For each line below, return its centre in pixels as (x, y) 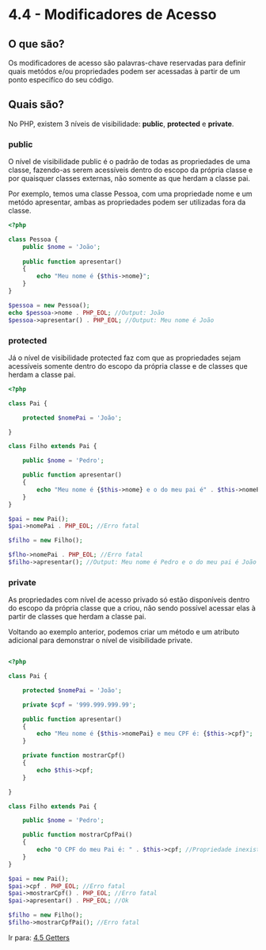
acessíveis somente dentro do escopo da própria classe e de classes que (128, 366)
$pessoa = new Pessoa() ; (49, 305)
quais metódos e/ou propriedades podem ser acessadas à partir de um (124, 71)
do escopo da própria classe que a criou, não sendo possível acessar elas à (132, 608)
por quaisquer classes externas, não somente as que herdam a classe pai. (129, 178)
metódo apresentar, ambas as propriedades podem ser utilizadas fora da (127, 202)
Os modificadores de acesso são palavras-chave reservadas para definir (127, 63)
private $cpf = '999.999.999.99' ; (79, 705)
